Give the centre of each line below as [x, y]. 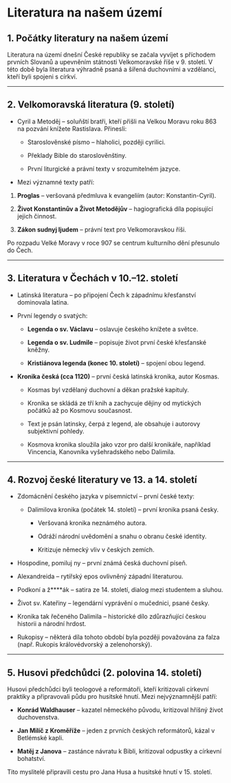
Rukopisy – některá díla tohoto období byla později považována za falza [118, 637]
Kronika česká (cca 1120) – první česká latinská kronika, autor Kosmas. [118, 376]
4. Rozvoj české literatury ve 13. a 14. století [102, 480]
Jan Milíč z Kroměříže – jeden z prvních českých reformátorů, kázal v [116, 731]
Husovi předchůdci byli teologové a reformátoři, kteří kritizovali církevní [108, 689]
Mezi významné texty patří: [56, 182]
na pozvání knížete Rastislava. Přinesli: [72, 128]
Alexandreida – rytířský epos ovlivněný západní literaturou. [100, 576]
